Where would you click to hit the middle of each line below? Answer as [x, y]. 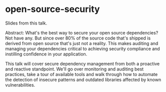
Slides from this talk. [26, 23]
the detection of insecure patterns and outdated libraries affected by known [83, 79]
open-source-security [52, 9]
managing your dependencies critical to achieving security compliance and [82, 48]
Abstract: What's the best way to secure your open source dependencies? [82, 32]
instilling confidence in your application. [46, 54]
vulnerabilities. [20, 85]
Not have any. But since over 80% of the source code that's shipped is [78, 38]
